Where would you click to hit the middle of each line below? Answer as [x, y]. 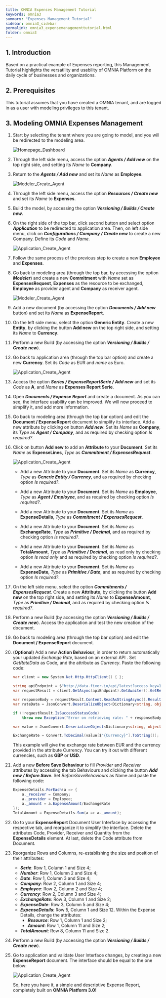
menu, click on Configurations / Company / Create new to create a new [87, 234]
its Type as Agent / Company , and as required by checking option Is [83, 432]
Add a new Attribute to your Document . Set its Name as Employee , [88, 492]
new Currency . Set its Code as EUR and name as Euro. [69, 363]
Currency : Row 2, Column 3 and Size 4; [61, 894]
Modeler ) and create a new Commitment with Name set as [73, 278]
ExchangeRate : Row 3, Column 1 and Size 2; [66, 899]
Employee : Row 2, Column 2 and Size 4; [61, 889]
